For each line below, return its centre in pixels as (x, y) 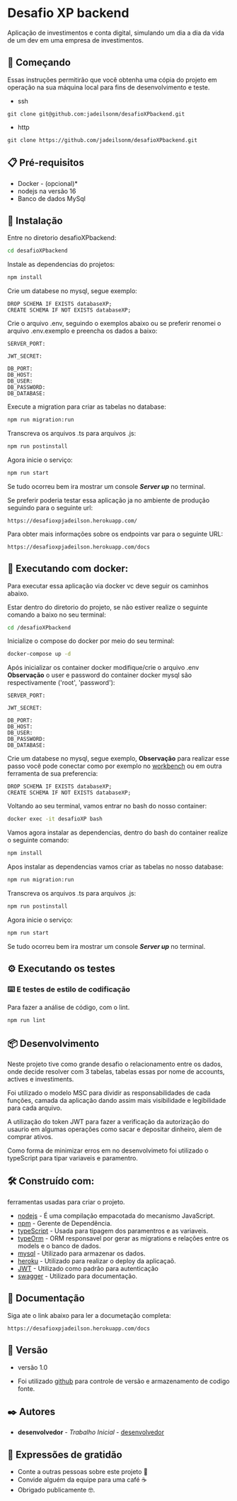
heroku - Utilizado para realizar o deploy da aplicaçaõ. (97, 1260)
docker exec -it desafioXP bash (55, 819)
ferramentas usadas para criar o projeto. (66, 1202)
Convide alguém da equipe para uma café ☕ (82, 1480)
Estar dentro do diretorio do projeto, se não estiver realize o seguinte (108, 607)
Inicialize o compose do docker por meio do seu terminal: (91, 641)
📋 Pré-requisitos (46, 163)
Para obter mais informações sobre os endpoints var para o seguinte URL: (115, 534)
